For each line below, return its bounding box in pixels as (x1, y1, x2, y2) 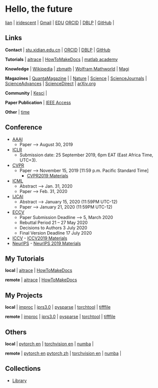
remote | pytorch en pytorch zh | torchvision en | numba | (5, 350, 122, 356)
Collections (5, 364, 41, 373)
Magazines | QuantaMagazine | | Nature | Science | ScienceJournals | (5, 75, 147, 81)
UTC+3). (19, 157, 37, 163)
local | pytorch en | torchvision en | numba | (5, 341, 94, 346)
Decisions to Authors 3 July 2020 (19, 224, 87, 231)
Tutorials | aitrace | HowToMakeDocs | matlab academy (5, 56, 118, 62)
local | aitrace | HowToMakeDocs (5, 267, 73, 273)
